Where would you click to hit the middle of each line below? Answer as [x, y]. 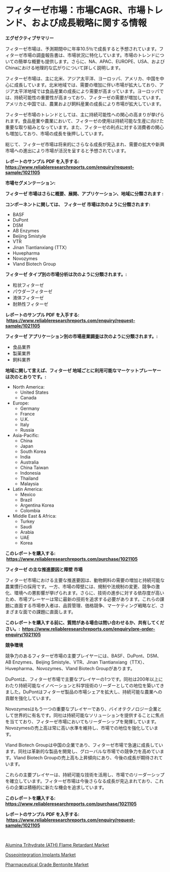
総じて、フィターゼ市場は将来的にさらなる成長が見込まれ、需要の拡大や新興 [85, 144]
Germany [30, 408]
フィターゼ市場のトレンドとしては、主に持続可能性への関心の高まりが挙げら [85, 114]
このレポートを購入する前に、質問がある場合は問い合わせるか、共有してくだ [85, 622]
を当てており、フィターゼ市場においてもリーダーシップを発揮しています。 [82, 721]
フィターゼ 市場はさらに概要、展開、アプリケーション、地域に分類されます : [84, 193]
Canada [28, 397]
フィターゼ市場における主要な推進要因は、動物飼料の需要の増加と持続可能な [85, 580]
